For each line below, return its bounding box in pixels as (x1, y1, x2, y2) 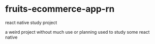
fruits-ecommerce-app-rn (5, 3, 115, 15)
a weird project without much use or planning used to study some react (5, 29, 150, 35)
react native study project (5, 20, 58, 25)
